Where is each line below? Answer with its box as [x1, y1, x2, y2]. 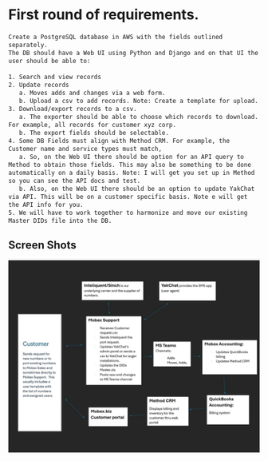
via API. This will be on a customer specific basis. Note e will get [8, 193, 248, 201]
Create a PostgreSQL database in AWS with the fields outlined [8, 33, 223, 41]
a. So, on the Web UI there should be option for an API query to [18, 153, 245, 161]
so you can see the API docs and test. [8, 177, 141, 185]
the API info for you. [8, 201, 84, 209]
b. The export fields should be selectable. [18, 129, 170, 137]
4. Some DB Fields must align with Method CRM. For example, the [8, 137, 230, 145]
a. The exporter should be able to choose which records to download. [18, 113, 259, 121]
